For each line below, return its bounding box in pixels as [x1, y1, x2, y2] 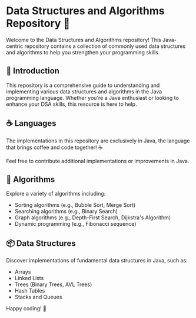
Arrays [14, 268, 31, 275]
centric [6, 43, 24, 50]
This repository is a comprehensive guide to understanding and [6, 82, 160, 89]
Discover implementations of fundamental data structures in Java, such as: [6, 257, 188, 264]
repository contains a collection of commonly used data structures [24, 43, 186, 50]
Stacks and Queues [14, 294, 62, 301]
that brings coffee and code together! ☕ [6, 144, 103, 151]
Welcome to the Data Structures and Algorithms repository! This [6, 36, 162, 43]
